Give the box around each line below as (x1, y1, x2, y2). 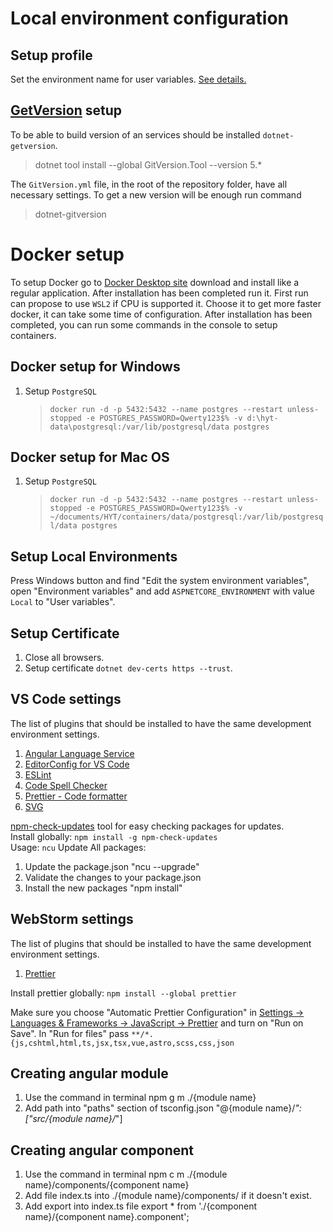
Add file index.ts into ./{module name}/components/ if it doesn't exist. (24, 1190, 312, 1202)
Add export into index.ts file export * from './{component (24, 1200, 258, 1212)
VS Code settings (10, 691, 122, 708)
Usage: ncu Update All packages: (10, 841, 147, 853)
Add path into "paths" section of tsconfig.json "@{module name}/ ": (24, 1102, 302, 1114)
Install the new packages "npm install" (24, 882, 183, 894)
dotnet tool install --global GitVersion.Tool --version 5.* (34, 158, 263, 171)
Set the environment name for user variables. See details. (10, 73, 247, 85)
